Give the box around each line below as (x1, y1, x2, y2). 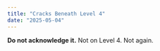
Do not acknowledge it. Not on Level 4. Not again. (7, 36, 154, 44)
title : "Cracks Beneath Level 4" (7, 10, 106, 17)
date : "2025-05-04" (7, 17, 65, 24)
